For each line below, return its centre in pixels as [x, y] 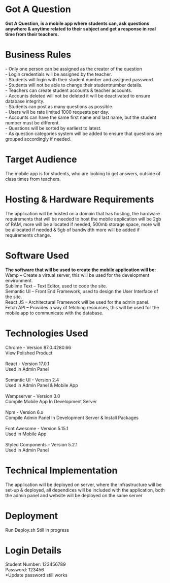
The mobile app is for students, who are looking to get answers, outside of [83, 173]
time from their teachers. [32, 34]
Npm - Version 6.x [24, 412]
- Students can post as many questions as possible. [59, 106]
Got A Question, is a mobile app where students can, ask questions [77, 23]
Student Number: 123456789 [36, 564]
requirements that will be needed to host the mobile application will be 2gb [83, 219]
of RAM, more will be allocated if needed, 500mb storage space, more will [83, 224]
